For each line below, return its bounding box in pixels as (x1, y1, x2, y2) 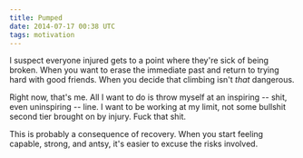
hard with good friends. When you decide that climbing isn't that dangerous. (9, 74, 295, 85)
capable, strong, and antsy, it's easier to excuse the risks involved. (9, 138, 259, 150)
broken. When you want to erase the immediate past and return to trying (9, 64, 279, 75)
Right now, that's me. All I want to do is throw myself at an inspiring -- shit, (9, 92, 288, 103)
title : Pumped (9, 13, 64, 23)
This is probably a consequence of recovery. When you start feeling (9, 129, 264, 140)
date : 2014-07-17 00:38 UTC (9, 22, 116, 31)
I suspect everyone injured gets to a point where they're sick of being (9, 55, 269, 66)
